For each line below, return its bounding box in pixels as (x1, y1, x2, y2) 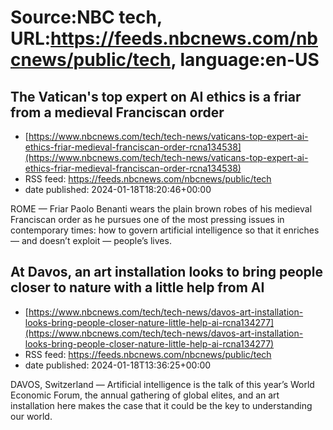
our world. (10, 410, 53, 422)
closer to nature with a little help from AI (10, 279, 265, 296)
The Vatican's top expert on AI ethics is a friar (10, 88, 302, 105)
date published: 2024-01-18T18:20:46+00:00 (24, 184, 212, 195)
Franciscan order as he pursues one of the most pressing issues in (10, 214, 285, 225)
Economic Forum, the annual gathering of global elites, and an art (10, 389, 280, 401)
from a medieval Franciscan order (10, 104, 225, 121)
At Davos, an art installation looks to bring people (10, 264, 324, 281)
